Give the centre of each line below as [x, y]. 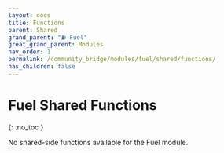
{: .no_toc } [26, 127]
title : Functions [37, 23]
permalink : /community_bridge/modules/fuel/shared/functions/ [112, 60]
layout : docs [29, 15]
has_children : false [42, 67]
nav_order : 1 [29, 52]
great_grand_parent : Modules [56, 45]
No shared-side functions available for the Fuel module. [98, 142]
